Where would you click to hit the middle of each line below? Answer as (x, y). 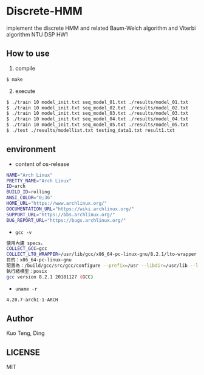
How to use (28, 54)
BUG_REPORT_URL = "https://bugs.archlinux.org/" (66, 220)
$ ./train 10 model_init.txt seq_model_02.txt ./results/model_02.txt (97, 108)
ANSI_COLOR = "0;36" (29, 198)
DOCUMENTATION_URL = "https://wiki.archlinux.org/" (70, 209)
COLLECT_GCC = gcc (27, 249)
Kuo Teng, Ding (25, 333)
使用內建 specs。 (26, 243)
